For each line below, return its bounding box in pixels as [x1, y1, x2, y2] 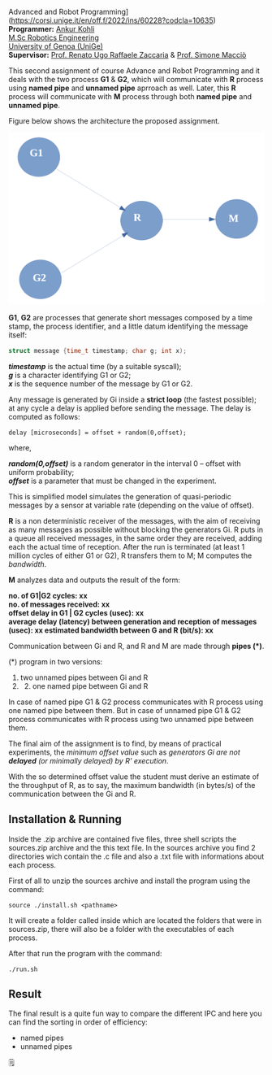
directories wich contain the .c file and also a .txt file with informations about [8, 851, 265, 861]
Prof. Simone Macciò [177, 50, 247, 59]
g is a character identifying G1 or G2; [8, 370, 132, 380]
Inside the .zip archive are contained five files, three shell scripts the [8, 833, 237, 844]
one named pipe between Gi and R [32, 681, 149, 690]
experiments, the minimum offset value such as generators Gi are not [8, 747, 241, 757]
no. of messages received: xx [8, 599, 110, 609]
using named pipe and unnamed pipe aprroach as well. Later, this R [8, 83, 237, 93]
